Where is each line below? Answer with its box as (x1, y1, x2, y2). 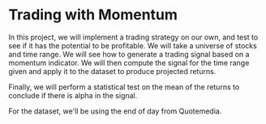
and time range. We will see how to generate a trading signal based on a (8, 49, 250, 59)
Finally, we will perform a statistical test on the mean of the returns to (8, 82, 240, 92)
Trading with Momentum (8, 6, 178, 24)
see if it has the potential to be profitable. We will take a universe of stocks (8, 40, 257, 50)
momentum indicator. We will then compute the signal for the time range (8, 58, 250, 68)
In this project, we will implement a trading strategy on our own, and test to (8, 32, 259, 42)
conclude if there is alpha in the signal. (8, 90, 138, 100)
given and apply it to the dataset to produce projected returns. (8, 66, 217, 76)
